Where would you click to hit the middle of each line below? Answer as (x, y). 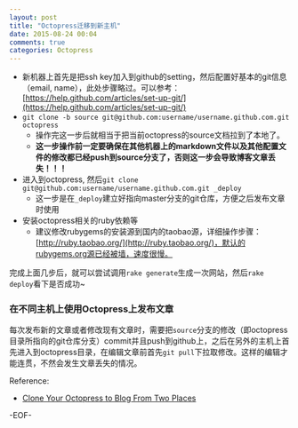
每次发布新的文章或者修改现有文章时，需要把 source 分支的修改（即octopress (149, 330)
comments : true (37, 42)
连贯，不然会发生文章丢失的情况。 (79, 363)
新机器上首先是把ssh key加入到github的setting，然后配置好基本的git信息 (154, 77)
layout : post (33, 17)
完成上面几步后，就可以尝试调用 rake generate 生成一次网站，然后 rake (137, 273)
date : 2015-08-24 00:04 (53, 34)
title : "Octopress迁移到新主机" (65, 26)
